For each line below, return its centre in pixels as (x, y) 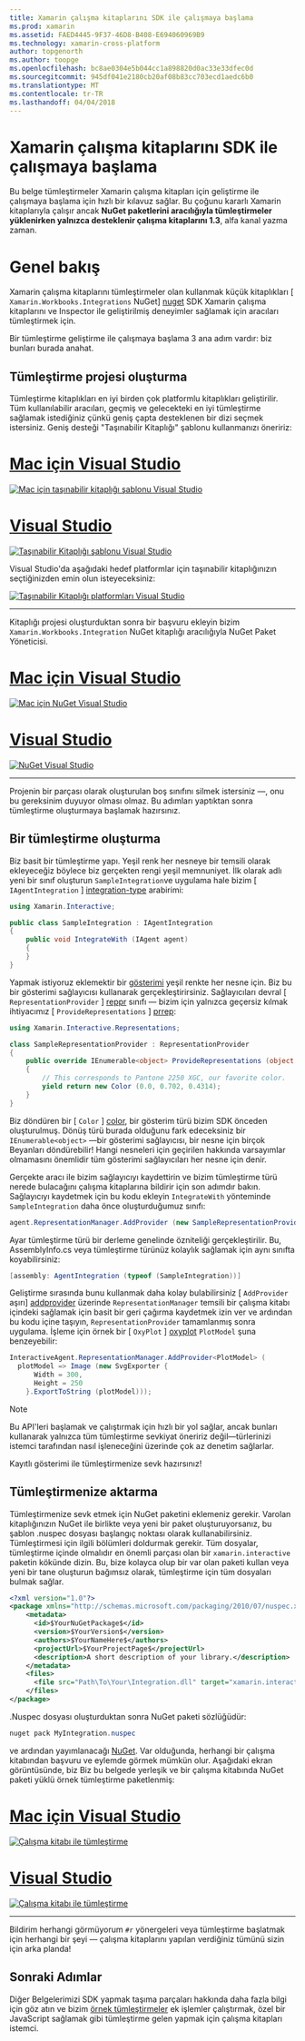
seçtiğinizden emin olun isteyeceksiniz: (83, 578)
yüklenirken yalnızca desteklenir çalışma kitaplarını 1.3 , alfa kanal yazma (148, 221)
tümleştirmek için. (43, 321)
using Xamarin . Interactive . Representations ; (95, 1028)
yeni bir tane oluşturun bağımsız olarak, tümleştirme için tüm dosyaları (141, 1572)
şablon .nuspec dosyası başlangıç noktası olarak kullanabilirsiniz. (131, 1533)
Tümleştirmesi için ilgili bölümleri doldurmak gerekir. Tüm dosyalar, (134, 1543)
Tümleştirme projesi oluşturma (98, 376)
